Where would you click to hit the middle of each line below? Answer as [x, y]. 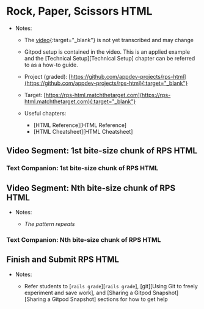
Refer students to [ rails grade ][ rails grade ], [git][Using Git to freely [111, 286]
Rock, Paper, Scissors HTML [79, 11]
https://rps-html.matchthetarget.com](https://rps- [108, 95]
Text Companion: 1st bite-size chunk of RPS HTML [82, 168]
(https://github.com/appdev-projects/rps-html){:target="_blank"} [106, 83]
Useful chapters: [45, 113]
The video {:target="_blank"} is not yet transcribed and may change [109, 40]
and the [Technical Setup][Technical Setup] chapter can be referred [110, 58]
